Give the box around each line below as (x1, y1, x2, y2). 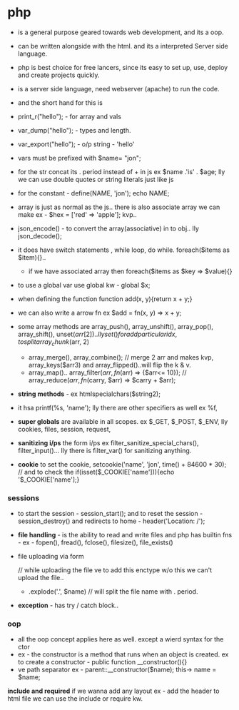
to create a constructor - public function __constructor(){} (17, 658, 188, 666)
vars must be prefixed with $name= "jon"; (17, 153, 141, 162)
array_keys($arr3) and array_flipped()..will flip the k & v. (28, 360, 191, 369)
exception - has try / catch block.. (17, 601, 119, 610)
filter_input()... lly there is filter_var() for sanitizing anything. (17, 446, 192, 455)
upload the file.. (17, 574, 64, 582)
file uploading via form (17, 552, 84, 561)
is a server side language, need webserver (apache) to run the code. (17, 84, 220, 93)
